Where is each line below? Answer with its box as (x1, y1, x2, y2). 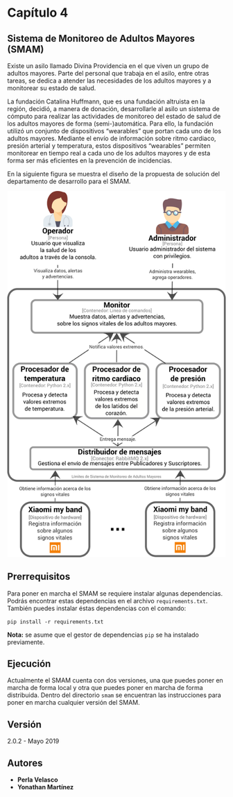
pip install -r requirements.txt (7, 618, 104, 626)
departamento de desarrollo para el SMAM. (7, 177, 131, 185)
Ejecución (7, 658, 51, 670)
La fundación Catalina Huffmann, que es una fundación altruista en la (7, 97, 205, 106)
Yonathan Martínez (17, 783, 74, 791)
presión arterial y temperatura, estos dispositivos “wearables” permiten (7, 142, 211, 150)
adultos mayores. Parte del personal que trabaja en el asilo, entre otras (7, 69, 209, 77)
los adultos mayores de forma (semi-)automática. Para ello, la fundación (7, 119, 214, 128)
